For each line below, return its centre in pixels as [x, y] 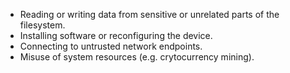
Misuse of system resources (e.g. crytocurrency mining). [137, 57]
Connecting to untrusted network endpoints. [111, 46]
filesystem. [42, 25]
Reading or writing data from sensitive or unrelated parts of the [149, 14]
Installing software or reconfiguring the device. [116, 35]
